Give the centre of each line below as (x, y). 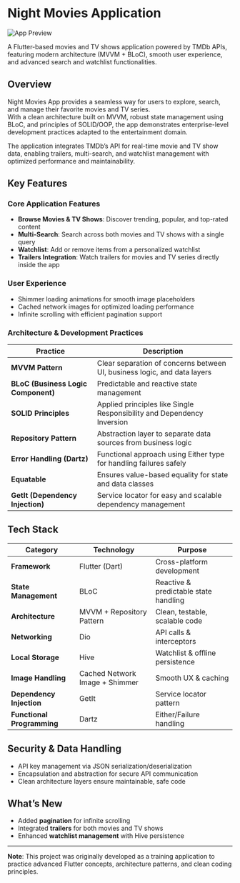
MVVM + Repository (113, 612)
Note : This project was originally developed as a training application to (111, 857)
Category (42, 549)
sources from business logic (144, 443)
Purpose (192, 549)
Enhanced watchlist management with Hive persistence (101, 836)
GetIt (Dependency (44, 496)
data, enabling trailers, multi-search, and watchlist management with (108, 153)
